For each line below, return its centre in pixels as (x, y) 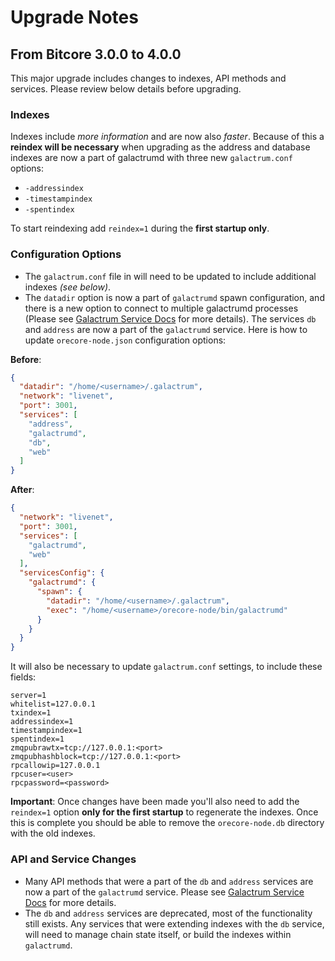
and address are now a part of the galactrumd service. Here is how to (166, 329)
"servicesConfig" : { (62, 573)
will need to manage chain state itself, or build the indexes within (158, 934)
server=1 (28, 696)
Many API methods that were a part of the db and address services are (169, 881)
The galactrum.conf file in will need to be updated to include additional (170, 276)
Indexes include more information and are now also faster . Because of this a (167, 137)
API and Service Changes (73, 859)
